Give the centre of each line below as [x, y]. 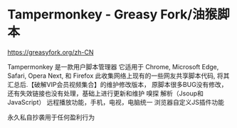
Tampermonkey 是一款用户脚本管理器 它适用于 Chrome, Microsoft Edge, [113, 66]
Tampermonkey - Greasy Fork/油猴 [112, 14]
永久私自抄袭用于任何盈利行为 [51, 117]
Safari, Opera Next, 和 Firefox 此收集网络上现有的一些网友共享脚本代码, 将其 [118, 76]
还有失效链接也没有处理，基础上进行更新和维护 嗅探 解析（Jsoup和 [106, 93]
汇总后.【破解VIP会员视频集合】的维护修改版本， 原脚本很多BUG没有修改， [117, 84]
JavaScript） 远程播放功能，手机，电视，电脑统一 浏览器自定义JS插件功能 [116, 102]
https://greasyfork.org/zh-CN [51, 52]
